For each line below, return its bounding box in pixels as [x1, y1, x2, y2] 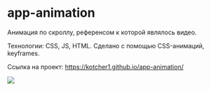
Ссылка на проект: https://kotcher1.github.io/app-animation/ [7, 62, 184, 71]
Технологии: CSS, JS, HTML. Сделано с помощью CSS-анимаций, [7, 41, 205, 50]
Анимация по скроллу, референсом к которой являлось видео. [7, 28, 197, 36]
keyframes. [7, 49, 40, 57]
